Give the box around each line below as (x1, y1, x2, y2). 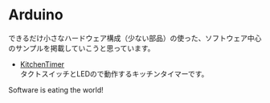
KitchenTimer (19, 59, 65, 69)
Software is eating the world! (8, 84, 104, 94)
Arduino (8, 6, 63, 24)
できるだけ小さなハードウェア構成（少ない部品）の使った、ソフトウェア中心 (8, 33, 262, 43)
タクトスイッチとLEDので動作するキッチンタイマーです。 (19, 68, 209, 78)
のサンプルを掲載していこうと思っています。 (8, 43, 155, 53)
